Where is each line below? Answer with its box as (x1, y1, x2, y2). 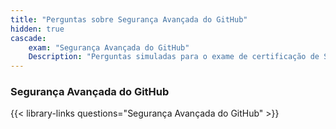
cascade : (10, 33, 47, 43)
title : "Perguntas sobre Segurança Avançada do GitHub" (10, 14, 248, 25)
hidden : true (10, 24, 65, 34)
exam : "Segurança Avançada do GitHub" (28, 42, 190, 53)
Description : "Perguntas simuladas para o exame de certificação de (28, 52, 320, 62)
